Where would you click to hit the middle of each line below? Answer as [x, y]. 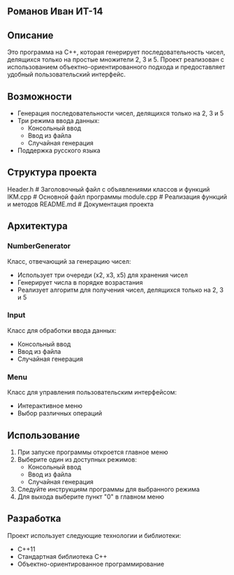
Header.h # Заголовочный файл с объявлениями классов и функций [109, 189]
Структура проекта [52, 172]
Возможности [39, 96]
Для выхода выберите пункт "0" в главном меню [91, 497]
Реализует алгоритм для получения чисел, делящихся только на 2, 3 [120, 290]
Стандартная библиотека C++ [62, 556]
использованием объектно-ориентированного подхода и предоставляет [116, 67]
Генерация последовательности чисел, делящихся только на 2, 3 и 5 [120, 113]
